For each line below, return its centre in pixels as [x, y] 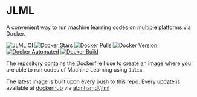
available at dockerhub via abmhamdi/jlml [58, 87]
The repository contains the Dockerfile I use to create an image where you [99, 63]
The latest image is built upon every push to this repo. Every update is [93, 81]
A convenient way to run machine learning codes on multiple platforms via [99, 27]
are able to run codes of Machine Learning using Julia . [75, 69]
